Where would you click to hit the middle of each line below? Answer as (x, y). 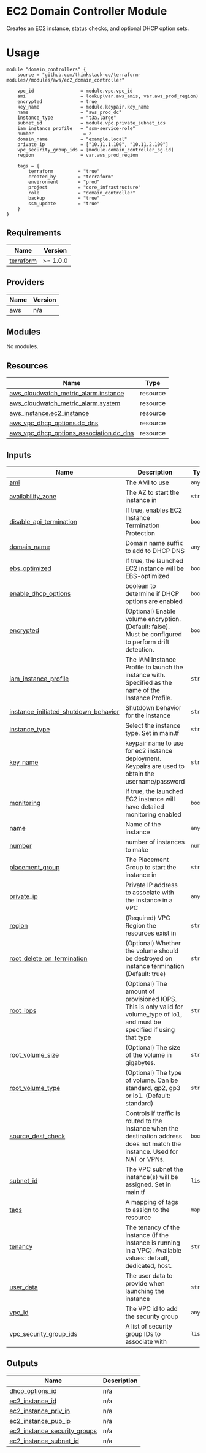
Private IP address (151, 885)
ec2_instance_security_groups (53, 1431)
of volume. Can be (152, 1080)
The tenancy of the (153, 1227)
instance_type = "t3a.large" (67, 118)
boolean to (141, 585)
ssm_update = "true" (64, 204)
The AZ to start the (152, 492)
